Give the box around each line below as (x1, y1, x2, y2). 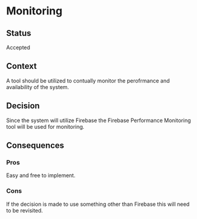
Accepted (6, 44, 31, 51)
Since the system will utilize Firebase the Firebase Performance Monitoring (6, 117, 192, 124)
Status (6, 28, 32, 38)
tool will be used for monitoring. (6, 123, 85, 130)
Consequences (6, 141, 65, 151)
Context (6, 61, 37, 71)
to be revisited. (6, 206, 43, 214)
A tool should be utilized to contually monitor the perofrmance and (6, 77, 170, 84)
